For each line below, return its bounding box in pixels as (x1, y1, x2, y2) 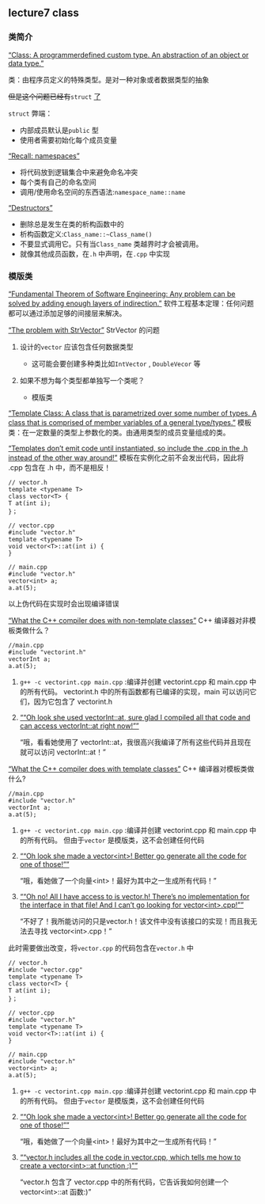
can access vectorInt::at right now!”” (19, 720, 140, 731)
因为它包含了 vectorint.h (33, 697, 113, 706)
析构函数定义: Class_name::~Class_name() (19, 229, 153, 238)
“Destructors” (8, 203, 53, 212)
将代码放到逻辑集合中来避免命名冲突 (19, 167, 138, 177)
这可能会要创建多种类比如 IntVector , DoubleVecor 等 (31, 359, 201, 368)
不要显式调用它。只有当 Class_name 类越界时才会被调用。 (19, 239, 203, 249)
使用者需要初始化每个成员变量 (19, 135, 117, 145)
